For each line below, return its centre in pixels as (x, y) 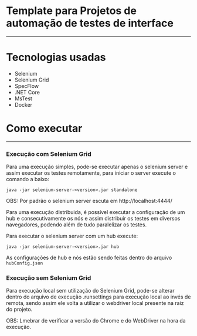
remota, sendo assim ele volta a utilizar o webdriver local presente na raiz (95, 303)
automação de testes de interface (90, 23)
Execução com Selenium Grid (49, 154)
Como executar (44, 129)
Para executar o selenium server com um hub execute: (72, 236)
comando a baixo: (28, 179)
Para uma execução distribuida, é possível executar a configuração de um (96, 212)
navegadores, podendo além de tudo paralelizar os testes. (77, 225)
